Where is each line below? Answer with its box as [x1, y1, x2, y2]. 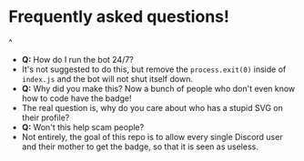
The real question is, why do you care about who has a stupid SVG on [21, 102, 283, 113]
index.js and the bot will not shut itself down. [21, 73, 193, 84]
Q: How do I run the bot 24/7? [21, 54, 134, 65]
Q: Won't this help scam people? [21, 121, 145, 133]
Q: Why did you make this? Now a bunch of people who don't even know [21, 83, 296, 94]
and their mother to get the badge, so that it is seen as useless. [21, 141, 258, 152]
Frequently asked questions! [8, 6, 229, 27]
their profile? [21, 112, 70, 123]
